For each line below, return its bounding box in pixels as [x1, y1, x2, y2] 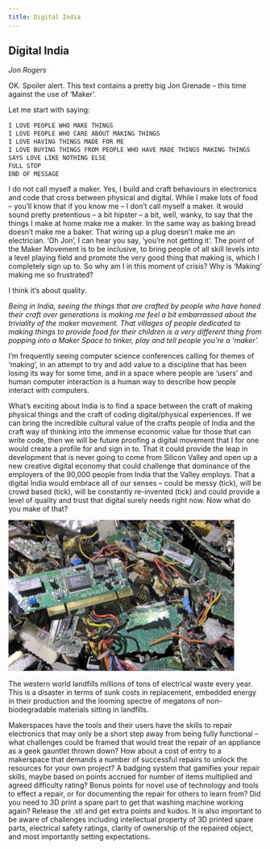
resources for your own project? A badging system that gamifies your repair [8, 763, 260, 773]
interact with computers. [8, 386, 90, 395]
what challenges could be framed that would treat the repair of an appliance [8, 738, 261, 747]
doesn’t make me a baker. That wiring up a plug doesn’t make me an [8, 227, 235, 237]
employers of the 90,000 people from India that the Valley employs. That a [8, 470, 255, 479]
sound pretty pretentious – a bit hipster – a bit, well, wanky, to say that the [8, 210, 253, 220]
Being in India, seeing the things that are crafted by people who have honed [8, 301, 261, 311]
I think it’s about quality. [8, 286, 87, 295]
